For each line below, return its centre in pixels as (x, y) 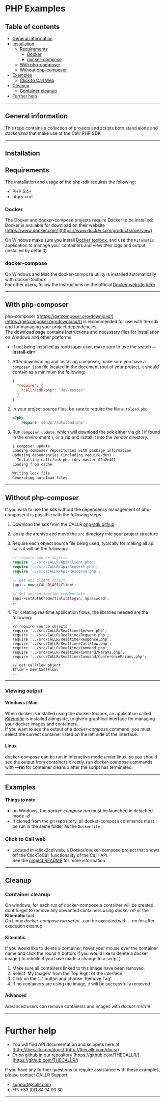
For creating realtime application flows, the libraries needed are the (80, 612)
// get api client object (39, 580)
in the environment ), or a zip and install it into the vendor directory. (80, 437)
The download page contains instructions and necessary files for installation (82, 332)
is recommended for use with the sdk (121, 322)
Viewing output (24, 691)
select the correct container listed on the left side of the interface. (72, 734)
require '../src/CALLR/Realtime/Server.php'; (59, 631)
